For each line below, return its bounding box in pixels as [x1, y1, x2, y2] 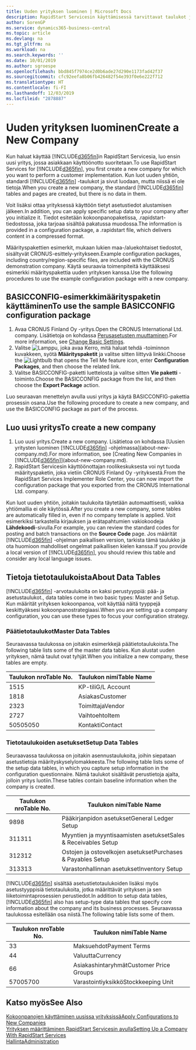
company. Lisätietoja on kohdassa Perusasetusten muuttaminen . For [14, 332, 177, 339]
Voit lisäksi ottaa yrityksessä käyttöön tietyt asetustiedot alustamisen [6, 201, 172, 208]
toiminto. [14, 375, 36, 382]
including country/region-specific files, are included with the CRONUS [6, 256, 175, 264]
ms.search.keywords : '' [6, 52, 64, 58]
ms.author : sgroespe [6, 63, 57, 69]
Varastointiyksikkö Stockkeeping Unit [73, 977, 174, 986]
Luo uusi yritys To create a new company [6, 422, 156, 432]
